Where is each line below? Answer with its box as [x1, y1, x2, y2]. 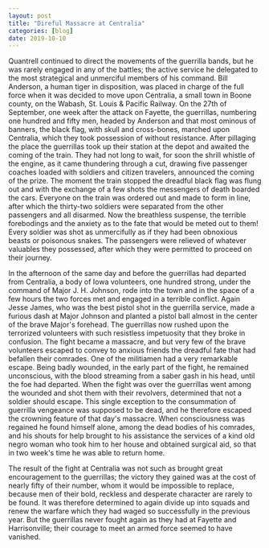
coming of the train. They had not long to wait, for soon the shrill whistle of [8, 150, 255, 160]
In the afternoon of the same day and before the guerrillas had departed [8, 269, 247, 278]
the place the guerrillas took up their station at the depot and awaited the [8, 142, 250, 151]
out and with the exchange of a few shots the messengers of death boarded [8, 184, 260, 194]
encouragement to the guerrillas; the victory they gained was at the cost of [8, 472, 256, 482]
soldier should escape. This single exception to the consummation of [8, 397, 237, 406]
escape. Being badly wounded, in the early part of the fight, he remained [8, 363, 249, 373]
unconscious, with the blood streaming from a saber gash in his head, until [8, 371, 255, 381]
